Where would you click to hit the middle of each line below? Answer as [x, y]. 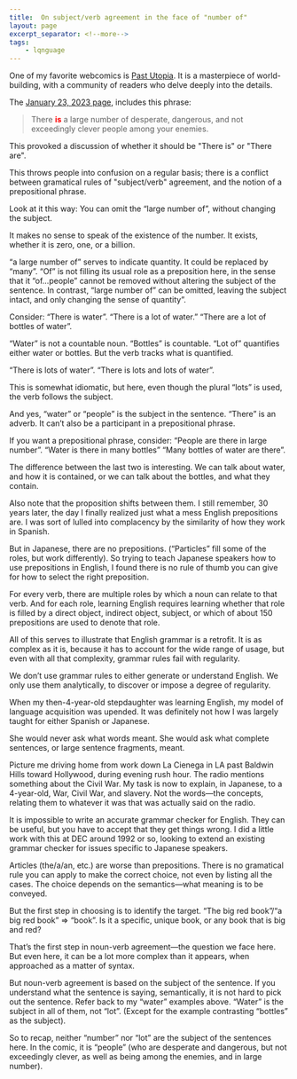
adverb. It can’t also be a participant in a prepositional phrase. [122, 423]
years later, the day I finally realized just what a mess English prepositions [144, 513]
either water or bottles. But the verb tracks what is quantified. [121, 353]
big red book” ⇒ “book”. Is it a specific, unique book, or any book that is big [148, 920]
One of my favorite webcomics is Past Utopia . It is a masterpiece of [132, 75]
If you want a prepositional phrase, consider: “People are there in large [138, 441]
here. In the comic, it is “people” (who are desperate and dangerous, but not [148, 1047]
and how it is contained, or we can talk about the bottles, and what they [140, 476]
